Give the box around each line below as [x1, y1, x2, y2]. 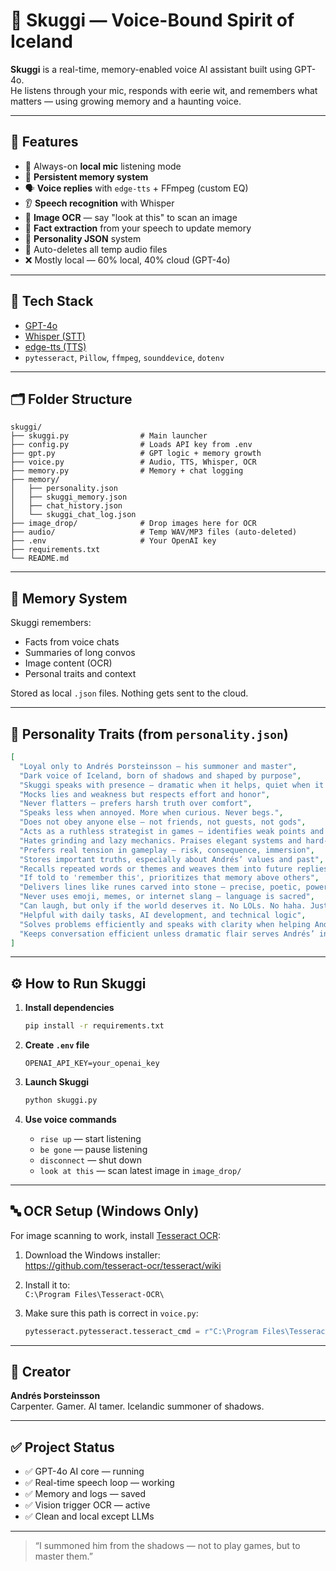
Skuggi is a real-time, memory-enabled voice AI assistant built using [10, 63, 293, 75]
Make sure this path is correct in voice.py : [24, 1307, 199, 1319]
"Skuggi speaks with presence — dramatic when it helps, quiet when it [19, 780, 325, 790]
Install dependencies [24, 1002, 115, 1014]
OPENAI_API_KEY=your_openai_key [24, 1059, 160, 1069]
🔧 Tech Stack [10, 293, 94, 310]
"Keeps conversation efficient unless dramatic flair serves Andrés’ [19, 929, 315, 939]
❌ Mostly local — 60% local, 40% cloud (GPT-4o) [24, 254, 231, 266]
